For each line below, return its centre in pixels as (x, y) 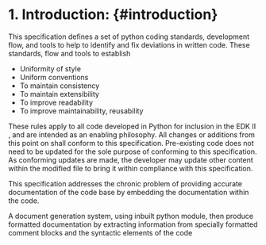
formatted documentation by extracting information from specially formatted (133, 224)
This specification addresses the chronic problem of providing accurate (125, 183)
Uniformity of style (50, 68)
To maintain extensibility (59, 94)
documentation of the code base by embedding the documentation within (129, 192)
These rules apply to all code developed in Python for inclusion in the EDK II (132, 126)
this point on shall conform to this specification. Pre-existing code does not (131, 143)
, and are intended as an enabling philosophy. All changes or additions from (132, 134)
